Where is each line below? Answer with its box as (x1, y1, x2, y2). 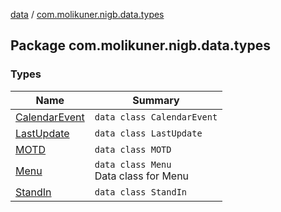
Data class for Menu (94, 169, 190, 183)
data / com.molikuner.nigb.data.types (10, 9, 165, 20)
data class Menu (94, 159, 172, 170)
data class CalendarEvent (94, 111, 218, 123)
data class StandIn (94, 186, 188, 198)
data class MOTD (94, 144, 172, 155)
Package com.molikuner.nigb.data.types (10, 37, 271, 54)
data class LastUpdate (94, 127, 203, 139)
